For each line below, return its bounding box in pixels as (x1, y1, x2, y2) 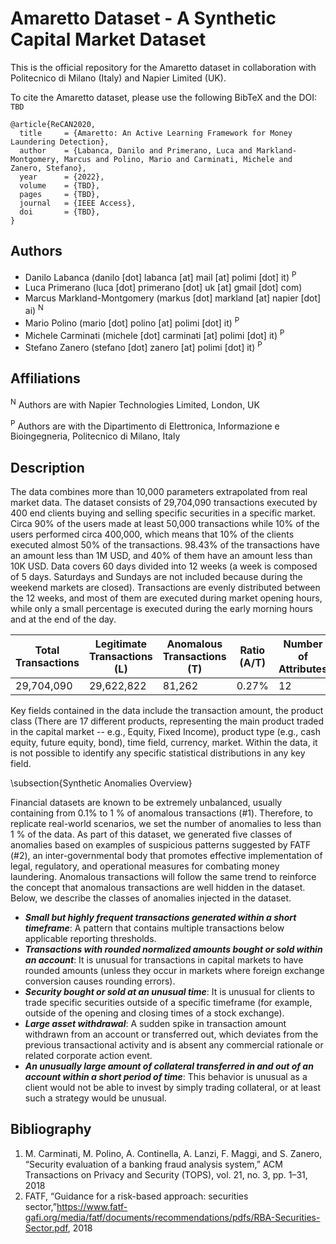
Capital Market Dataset (10, 28, 207, 51)
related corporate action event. (24, 1049, 153, 1061)
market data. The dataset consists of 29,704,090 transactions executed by (10, 496, 318, 508)
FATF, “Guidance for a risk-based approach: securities (24, 1190, 249, 1202)
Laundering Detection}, (10, 137, 110, 147)
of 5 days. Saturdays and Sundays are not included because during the (10, 570, 303, 582)
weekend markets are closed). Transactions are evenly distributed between (10, 581, 321, 593)
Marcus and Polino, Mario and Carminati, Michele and (63, 154, 293, 164)
